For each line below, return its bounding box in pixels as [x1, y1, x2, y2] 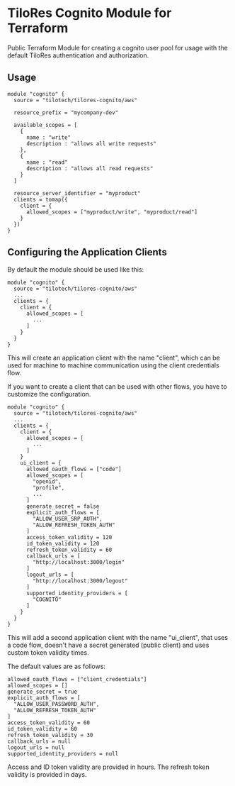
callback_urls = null [7, 738, 71, 745]
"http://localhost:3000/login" [33, 558, 125, 565]
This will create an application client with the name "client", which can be [7, 353, 221, 362]
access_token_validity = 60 [7, 719, 91, 726]
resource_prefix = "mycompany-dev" [13, 109, 119, 116]
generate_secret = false [25, 502, 100, 510]
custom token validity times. [7, 648, 90, 657]
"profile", [33, 484, 65, 491]
